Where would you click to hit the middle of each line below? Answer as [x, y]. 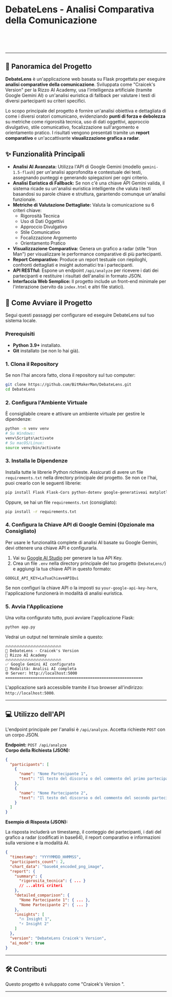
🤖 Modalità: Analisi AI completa [41, 669]
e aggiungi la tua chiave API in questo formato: [62, 568]
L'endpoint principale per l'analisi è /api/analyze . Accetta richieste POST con [85, 729]
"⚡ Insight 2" [34, 924]
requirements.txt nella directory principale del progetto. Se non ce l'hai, [81, 477]
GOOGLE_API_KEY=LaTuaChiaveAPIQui [42, 578]
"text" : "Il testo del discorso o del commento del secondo [84, 798]
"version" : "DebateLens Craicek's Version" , [58, 938]
